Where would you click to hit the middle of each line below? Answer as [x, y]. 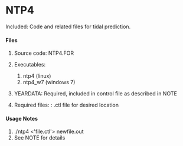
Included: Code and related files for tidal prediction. [68, 26]
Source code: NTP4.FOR [44, 53]
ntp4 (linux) [37, 76]
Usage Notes [22, 118]
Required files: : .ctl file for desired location [66, 105]
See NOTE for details [40, 138]
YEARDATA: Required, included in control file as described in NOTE [96, 94]
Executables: [30, 65]
